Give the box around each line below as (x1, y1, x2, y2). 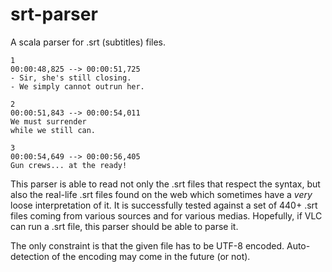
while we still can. (10, 125, 97, 135)
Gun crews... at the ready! (10, 160, 128, 170)
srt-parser (10, 3, 98, 26)
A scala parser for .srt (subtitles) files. (10, 36, 167, 48)
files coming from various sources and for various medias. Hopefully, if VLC (10, 209, 323, 222)
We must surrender (10, 116, 87, 127)
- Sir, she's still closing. (10, 73, 132, 83)
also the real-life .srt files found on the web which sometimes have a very (10, 188, 313, 200)
